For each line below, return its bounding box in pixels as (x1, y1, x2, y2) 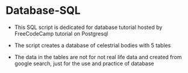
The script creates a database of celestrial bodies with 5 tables (14, 42, 171, 49)
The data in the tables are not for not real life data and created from (14, 53, 182, 60)
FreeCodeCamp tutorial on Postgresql (14, 30, 108, 37)
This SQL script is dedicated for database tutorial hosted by (14, 24, 163, 31)
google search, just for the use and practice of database (14, 60, 154, 67)
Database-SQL (5, 4, 81, 17)
